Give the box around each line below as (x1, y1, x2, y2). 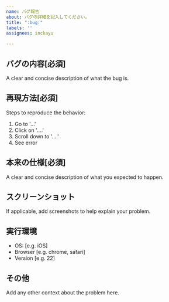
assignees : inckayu (6, 30, 54, 36)
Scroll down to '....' (14, 133, 60, 140)
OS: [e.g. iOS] (14, 242, 48, 249)
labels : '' (6, 25, 33, 31)
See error (14, 139, 38, 146)
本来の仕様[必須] (6, 158, 66, 168)
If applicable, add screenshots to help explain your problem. (6, 208, 151, 215)
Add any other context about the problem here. (6, 289, 120, 296)
